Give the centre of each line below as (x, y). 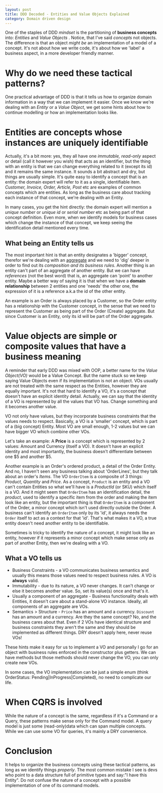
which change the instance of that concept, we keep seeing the (69, 223)
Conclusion (29, 751)
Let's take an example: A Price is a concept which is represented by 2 (75, 441)
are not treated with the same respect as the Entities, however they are (76, 386)
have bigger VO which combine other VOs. (48, 432)
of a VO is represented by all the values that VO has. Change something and (81, 401)
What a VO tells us (33, 558)
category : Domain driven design (38, 19)
